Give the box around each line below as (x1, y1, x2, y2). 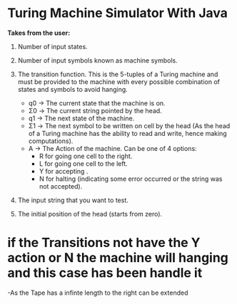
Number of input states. (17, 42, 88, 51)
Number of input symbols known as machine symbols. (17, 56, 178, 65)
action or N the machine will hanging (7, 250, 228, 266)
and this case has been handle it (7, 265, 203, 281)
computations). (28, 137, 74, 145)
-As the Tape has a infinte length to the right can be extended (7, 288, 188, 297)
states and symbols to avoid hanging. (17, 85, 128, 93)
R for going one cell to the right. (39, 152, 133, 160)
